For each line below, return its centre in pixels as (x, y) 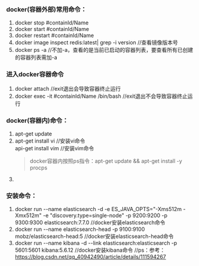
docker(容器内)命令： (37, 120)
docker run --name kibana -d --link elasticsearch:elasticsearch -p (96, 243)
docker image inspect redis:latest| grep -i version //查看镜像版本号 (96, 42)
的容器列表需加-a (36, 57)
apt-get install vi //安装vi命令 (50, 141)
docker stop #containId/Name (52, 23)
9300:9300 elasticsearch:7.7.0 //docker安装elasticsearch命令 (90, 222)
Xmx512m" (28, 215)
